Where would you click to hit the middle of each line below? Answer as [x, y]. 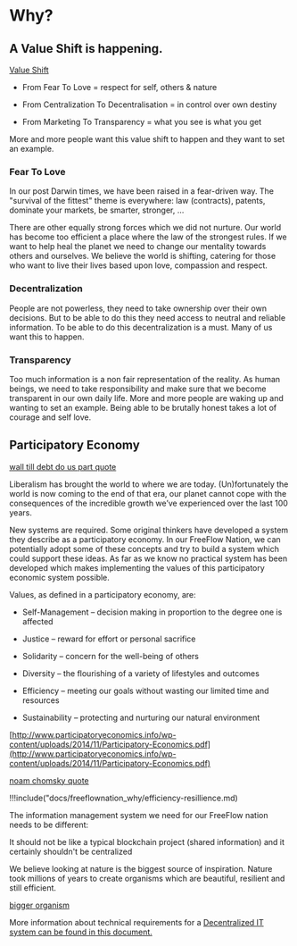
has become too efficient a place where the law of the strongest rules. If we [148, 237]
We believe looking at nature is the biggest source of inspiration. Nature [141, 868]
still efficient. [33, 887]
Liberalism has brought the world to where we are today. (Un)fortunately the [149, 484]
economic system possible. [59, 577]
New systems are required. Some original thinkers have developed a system [149, 530]
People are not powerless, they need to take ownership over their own [138, 308]
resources [41, 700]
